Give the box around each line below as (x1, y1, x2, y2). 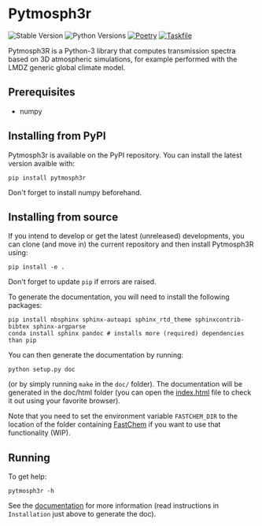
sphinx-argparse (32, 323, 87, 331)
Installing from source (8, 210, 119, 224)
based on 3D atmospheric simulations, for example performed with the (8, 54, 238, 64)
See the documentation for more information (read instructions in (8, 501, 220, 510)
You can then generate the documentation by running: (8, 350, 183, 360)
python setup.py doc (8, 365, 76, 374)
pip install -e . (8, 263, 65, 272)
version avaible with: (8, 158, 75, 168)
